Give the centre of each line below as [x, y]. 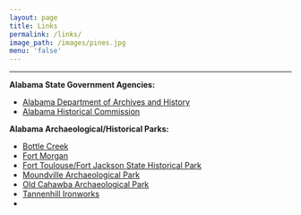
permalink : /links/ [46, 34]
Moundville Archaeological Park [81, 175]
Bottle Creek [45, 146]
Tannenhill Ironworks [61, 194]
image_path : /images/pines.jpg [68, 43]
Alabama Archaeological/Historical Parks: [89, 129]
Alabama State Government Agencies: [82, 85]
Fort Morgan [45, 156]
